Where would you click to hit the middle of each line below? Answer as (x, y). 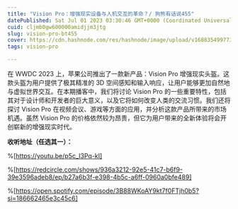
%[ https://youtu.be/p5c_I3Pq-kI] (55, 156)
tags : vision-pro (33, 47)
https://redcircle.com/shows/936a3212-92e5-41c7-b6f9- (99, 169)
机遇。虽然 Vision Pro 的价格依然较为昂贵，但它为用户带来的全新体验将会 (114, 118)
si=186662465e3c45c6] (42, 198)
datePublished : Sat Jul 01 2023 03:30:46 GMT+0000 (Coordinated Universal (120, 20)
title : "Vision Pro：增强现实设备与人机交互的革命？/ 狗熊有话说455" (101, 14)
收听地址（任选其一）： (40, 142)
